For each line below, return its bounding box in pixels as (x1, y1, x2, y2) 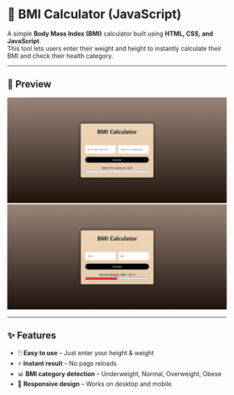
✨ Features (7, 329, 56, 341)
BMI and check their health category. (7, 52, 114, 60)
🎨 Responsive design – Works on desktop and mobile (17, 380, 172, 388)
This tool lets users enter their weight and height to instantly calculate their (7, 44, 221, 52)
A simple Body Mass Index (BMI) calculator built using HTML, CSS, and (7, 29, 214, 38)
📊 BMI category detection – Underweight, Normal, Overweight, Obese (17, 369, 222, 378)
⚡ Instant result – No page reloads (17, 359, 117, 367)
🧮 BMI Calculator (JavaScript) (7, 6, 182, 22)
